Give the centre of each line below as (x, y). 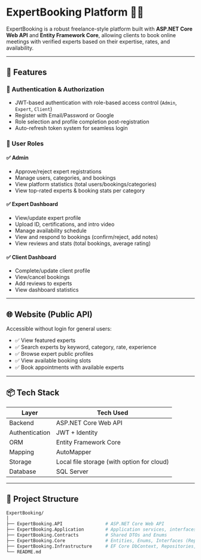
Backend (22, 423)
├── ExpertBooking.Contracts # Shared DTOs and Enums (87, 535)
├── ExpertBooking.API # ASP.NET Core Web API (85, 524)
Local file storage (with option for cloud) (112, 462)
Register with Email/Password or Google (64, 115)
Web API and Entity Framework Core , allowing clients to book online (91, 35)
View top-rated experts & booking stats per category (80, 190)
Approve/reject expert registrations (58, 171)
